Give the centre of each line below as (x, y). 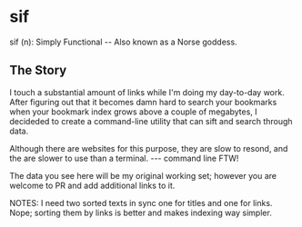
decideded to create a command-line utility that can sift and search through (151, 121)
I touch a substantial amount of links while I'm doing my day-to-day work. (147, 92)
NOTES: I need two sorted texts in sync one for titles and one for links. (141, 202)
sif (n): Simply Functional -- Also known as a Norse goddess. (124, 42)
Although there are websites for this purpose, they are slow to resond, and (149, 148)
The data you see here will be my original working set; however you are (143, 175)
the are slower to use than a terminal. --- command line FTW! (124, 158)
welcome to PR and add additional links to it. (92, 185)
